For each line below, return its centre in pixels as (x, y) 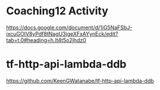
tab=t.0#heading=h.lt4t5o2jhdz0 (46, 40)
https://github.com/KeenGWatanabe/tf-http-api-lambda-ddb (80, 80)
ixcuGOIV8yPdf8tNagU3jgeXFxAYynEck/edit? (62, 33)
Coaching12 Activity (57, 11)
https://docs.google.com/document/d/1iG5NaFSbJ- (69, 27)
